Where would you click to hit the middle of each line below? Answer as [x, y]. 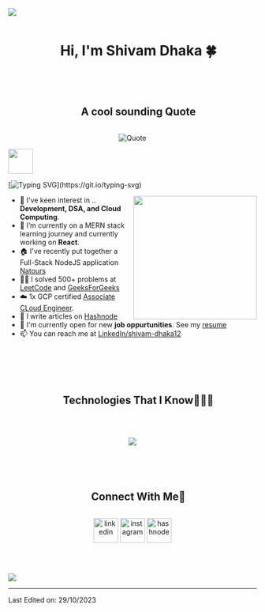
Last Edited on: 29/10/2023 [52, 600]
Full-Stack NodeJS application [69, 262]
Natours [32, 270]
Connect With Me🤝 [138, 496]
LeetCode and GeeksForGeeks [69, 287]
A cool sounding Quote [138, 112]
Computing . [39, 217]
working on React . [50, 242]
